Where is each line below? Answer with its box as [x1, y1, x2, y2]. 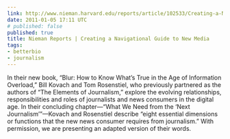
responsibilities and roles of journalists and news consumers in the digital [7, 95, 214, 103]
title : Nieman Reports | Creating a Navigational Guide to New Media [7, 36, 210, 42]
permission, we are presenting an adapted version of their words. [7, 124, 192, 132]
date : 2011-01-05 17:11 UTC [7, 16, 88, 23]
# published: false [7, 23, 63, 29]
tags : [7, 42, 23, 49]
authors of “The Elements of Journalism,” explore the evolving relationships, [7, 88, 222, 96]
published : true [7, 29, 53, 36]
